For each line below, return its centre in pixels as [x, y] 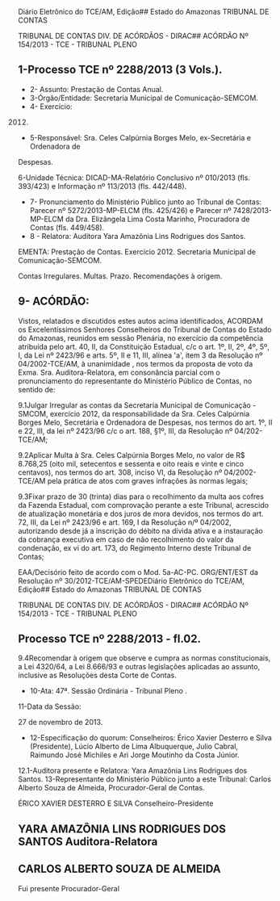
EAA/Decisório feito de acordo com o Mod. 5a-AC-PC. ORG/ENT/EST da [138, 572]
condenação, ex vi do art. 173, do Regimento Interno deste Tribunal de [135, 547]
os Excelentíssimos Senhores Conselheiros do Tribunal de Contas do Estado [145, 329]
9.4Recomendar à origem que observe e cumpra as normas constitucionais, [144, 658]
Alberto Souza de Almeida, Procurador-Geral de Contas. [111, 788]
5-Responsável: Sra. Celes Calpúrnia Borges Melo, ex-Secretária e [140, 137]
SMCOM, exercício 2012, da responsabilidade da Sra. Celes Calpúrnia [134, 413]
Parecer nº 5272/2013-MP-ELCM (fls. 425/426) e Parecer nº [130, 210]
